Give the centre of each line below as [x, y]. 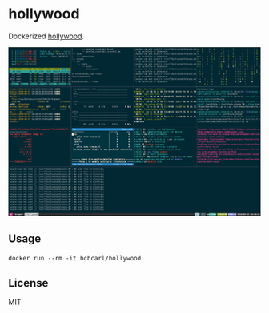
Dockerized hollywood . [46, 36]
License [28, 283]
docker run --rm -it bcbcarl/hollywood [75, 259]
